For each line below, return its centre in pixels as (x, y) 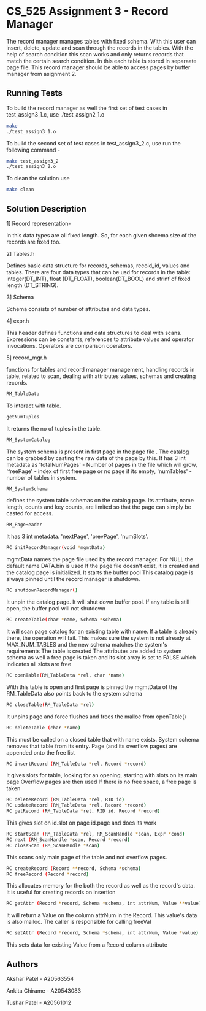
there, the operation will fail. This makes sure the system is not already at (99, 638)
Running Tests (34, 93)
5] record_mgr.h (27, 358)
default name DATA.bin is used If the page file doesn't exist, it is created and (103, 566)
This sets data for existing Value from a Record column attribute (87, 945)
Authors (22, 964)
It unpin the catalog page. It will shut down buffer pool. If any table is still (98, 602)
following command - (33, 150)
